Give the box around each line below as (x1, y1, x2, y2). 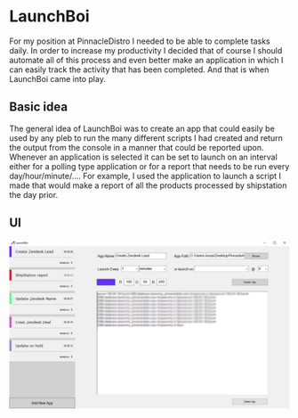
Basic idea (9, 100, 68, 115)
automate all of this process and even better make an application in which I (9, 54, 284, 65)
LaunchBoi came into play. (9, 73, 107, 84)
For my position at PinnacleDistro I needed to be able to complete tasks (9, 36, 270, 46)
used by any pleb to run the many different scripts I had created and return (9, 132, 283, 143)
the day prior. (9, 189, 59, 200)
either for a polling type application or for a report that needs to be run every (9, 160, 290, 171)
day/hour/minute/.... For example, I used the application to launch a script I (9, 170, 282, 181)
